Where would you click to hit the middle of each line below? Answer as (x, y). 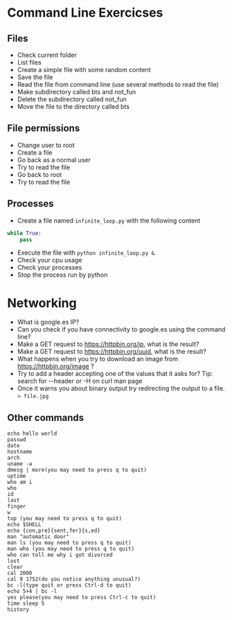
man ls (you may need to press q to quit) (69, 543)
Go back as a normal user (54, 160)
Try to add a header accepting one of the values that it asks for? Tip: (115, 374)
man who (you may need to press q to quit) (71, 549)
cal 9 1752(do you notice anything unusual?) (74, 579)
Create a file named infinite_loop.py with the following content (109, 221)
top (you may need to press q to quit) (65, 519)
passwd (17, 440)
